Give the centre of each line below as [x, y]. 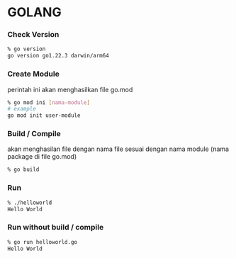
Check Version [33, 35]
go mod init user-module [44, 116]
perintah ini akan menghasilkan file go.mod [70, 89]
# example [22, 109]
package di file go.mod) [42, 157]
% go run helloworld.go [43, 242]
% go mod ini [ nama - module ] [49, 102]
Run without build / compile [56, 228]
